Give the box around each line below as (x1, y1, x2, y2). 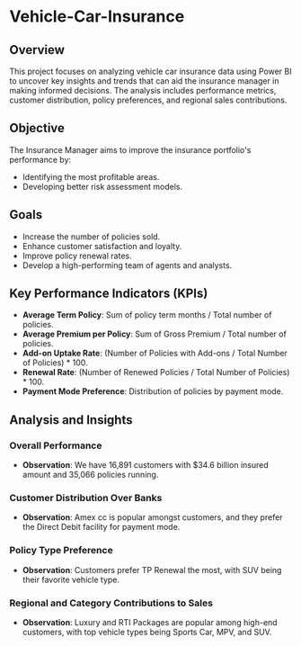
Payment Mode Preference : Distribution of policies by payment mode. (22, 386, 284, 397)
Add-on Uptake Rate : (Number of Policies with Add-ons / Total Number (22, 348, 288, 359)
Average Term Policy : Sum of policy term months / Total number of (22, 310, 272, 320)
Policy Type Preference (9, 544, 114, 557)
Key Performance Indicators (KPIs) (9, 286, 208, 301)
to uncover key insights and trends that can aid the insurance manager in (9, 76, 280, 86)
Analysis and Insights (9, 412, 133, 427)
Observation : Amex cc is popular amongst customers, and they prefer (22, 512, 283, 523)
